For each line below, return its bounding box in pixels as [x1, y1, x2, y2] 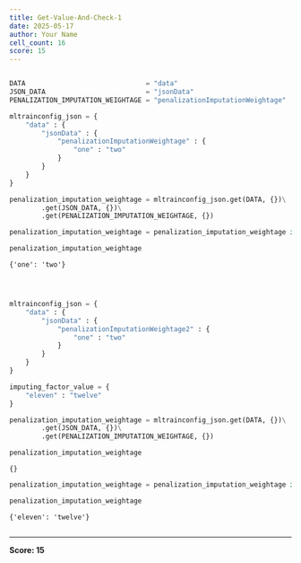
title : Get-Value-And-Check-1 [9, 13, 123, 22]
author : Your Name [9, 30, 78, 39]
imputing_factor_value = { [9, 383, 110, 391]
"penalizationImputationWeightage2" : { [56, 324, 211, 333]
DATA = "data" [9, 79, 178, 88]
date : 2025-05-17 [9, 22, 74, 31]
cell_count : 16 [9, 38, 66, 48]
